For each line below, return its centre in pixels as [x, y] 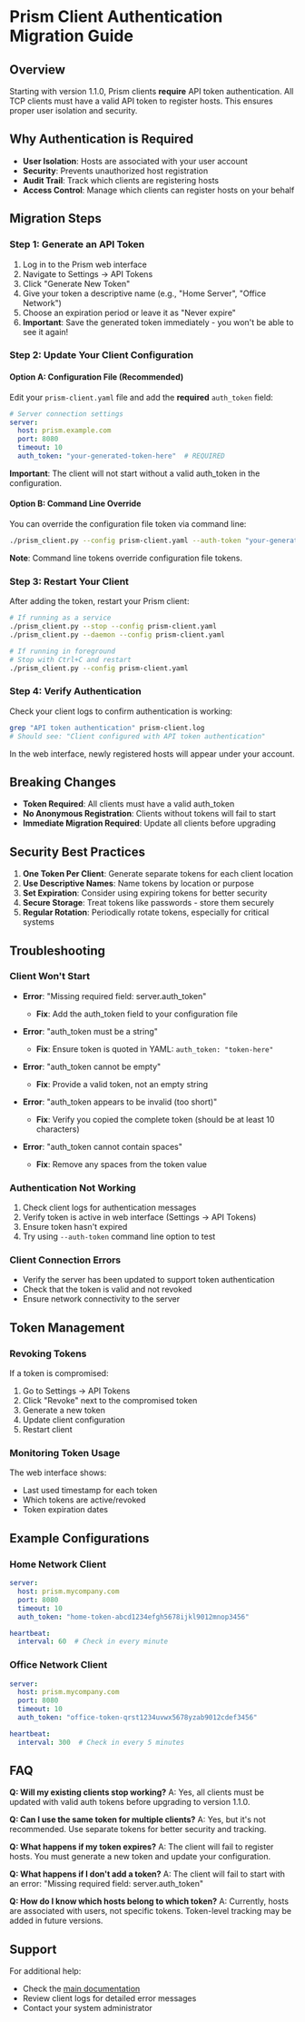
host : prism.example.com [64, 431]
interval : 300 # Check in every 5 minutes [101, 1742]
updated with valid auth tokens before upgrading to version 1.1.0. [130, 1802]
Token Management [67, 1328]
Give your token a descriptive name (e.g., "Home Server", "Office [144, 293]
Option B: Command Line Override [75, 504]
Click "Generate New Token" [76, 283]
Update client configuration [74, 1420]
